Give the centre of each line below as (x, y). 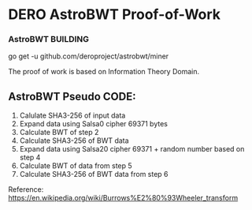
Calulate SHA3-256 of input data (72, 115)
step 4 (30, 157)
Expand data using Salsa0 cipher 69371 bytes (93, 124)
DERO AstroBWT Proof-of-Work (115, 15)
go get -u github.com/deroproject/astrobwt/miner (89, 56)
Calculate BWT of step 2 (59, 133)
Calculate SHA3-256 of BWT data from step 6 (94, 174)
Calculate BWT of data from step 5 (76, 166)
